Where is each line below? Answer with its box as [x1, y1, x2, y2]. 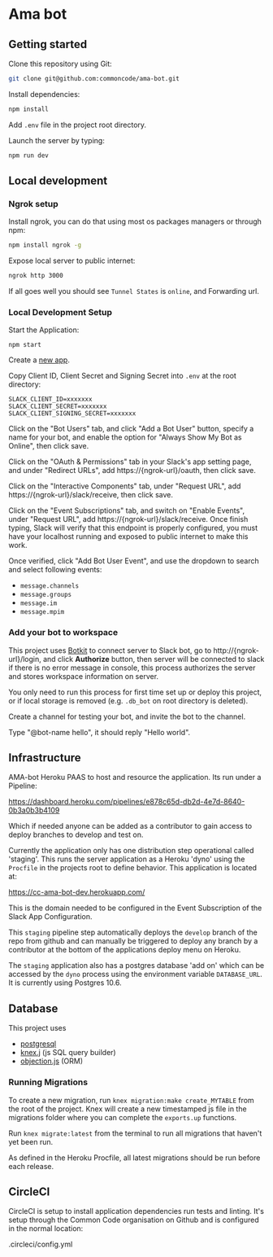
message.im [19, 599, 58, 607]
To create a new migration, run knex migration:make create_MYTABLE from [8, 1095, 254, 1105]
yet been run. [8, 1137, 54, 1146]
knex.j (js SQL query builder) [19, 1048, 116, 1058]
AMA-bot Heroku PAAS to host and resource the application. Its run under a [8, 773, 262, 782]
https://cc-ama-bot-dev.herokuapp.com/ [8, 887, 145, 897]
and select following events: [8, 565, 102, 575]
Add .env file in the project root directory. [8, 120, 147, 129]
